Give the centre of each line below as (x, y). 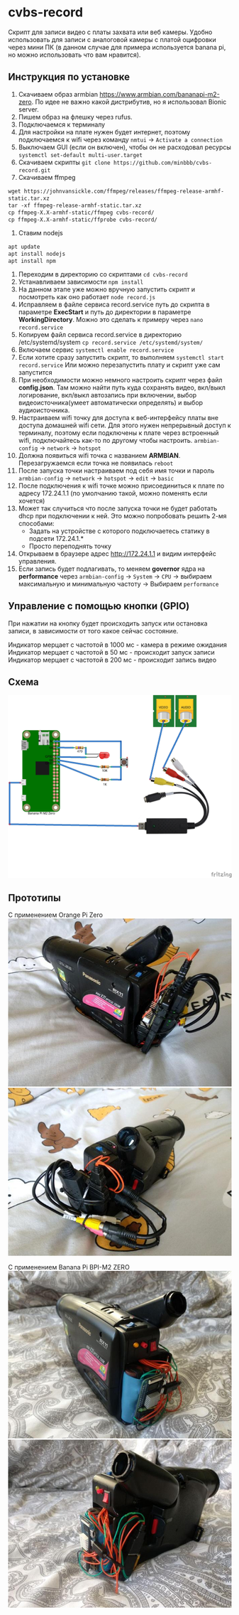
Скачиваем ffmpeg (47, 177)
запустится (35, 372)
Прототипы (34, 897)
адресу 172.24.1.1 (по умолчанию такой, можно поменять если (113, 493)
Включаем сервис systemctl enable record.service (96, 350)
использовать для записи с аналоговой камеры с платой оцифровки (112, 39)
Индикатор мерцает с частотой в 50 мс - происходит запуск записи (111, 652)
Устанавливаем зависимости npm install (81, 281)
